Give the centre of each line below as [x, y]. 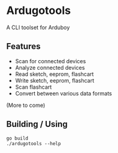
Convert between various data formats [64, 93]
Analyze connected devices [50, 67]
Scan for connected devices [50, 61]
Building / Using [37, 124]
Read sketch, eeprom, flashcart [54, 74]
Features [23, 46]
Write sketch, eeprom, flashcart [54, 80]
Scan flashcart [33, 87]
